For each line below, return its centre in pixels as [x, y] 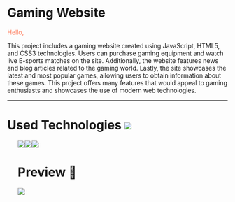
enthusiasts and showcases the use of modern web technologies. [102, 90]
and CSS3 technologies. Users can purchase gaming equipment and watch [115, 53]
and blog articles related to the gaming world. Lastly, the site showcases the [117, 68]
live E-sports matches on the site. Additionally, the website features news [113, 60]
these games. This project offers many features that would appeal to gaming [117, 82]
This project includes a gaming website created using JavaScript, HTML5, [114, 45]
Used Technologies [65, 125]
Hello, [16, 32]
